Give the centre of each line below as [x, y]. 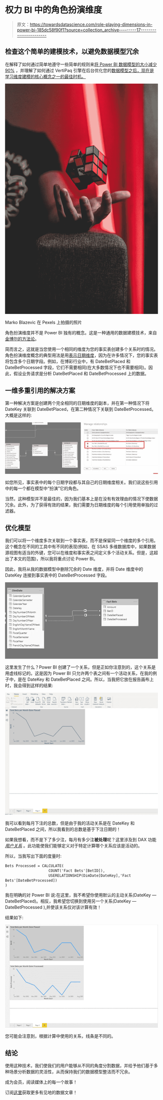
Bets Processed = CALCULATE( [34, 866]
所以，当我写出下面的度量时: [33, 856]
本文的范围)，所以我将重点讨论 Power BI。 [56, 559]
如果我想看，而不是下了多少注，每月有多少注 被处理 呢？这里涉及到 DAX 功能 [81, 840]
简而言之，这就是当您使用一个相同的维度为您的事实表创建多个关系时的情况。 [81, 349]
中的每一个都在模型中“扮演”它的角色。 [43, 488]
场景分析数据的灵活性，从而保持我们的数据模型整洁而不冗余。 [71, 1072]
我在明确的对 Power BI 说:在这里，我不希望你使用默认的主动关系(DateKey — [81, 895]
